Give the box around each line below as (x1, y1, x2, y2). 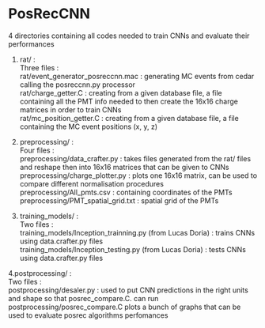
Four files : (19, 145, 55, 155)
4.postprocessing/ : (8, 268, 72, 277)
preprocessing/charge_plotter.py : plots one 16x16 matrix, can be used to (19, 171, 258, 180)
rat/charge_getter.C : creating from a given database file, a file (19, 88, 223, 97)
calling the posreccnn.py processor (19, 80, 136, 89)
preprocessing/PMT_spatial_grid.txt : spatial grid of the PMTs (19, 195, 219, 205)
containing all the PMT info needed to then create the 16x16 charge (19, 96, 239, 106)
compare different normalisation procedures (19, 179, 165, 188)
